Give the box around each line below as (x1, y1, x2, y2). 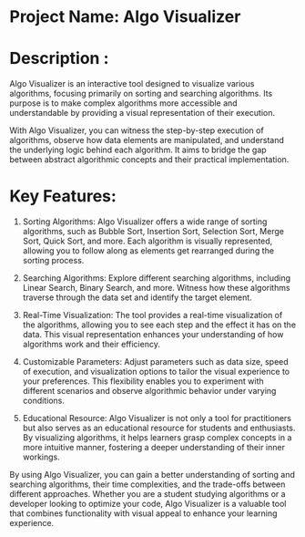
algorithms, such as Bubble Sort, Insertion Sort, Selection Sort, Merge (22, 226, 285, 237)
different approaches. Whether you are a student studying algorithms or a (9, 489, 286, 500)
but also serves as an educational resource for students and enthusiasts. (22, 422, 296, 434)
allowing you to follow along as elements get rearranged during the (22, 245, 275, 256)
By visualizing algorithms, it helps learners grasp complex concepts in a (22, 432, 292, 443)
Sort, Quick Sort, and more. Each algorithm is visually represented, (22, 235, 273, 247)
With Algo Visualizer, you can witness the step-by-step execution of (9, 125, 264, 136)
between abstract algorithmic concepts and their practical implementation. (9, 154, 290, 165)
